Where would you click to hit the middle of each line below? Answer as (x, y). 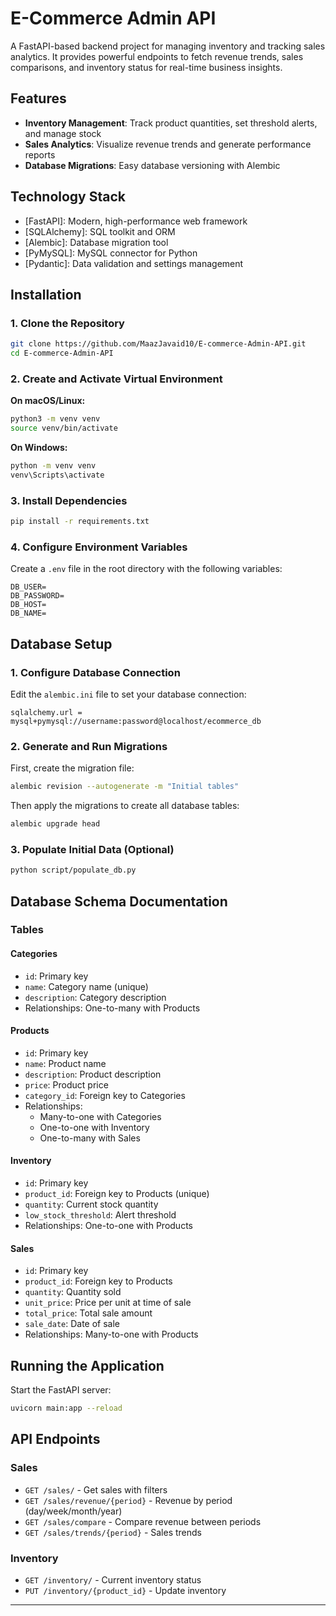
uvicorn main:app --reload (66, 1408)
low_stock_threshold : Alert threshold (100, 1215)
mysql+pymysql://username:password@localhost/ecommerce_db (136, 721)
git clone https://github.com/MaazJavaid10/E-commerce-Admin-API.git (158, 344)
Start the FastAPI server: (61, 1390)
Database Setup (61, 643)
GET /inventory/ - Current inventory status (113, 1579)
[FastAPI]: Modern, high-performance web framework (136, 221)
